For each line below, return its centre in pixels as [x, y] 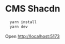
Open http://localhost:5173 [32, 36]
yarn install [23, 22]
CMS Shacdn [33, 9]
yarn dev [19, 26]
